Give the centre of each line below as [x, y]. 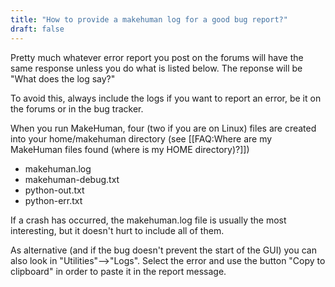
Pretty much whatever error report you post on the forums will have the [157, 57]
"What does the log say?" [63, 78]
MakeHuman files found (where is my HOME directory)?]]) [130, 149]
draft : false [37, 29]
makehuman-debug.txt [72, 179]
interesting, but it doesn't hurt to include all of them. [117, 230]
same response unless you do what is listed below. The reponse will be [156, 68]
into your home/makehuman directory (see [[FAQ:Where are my [141, 138]
